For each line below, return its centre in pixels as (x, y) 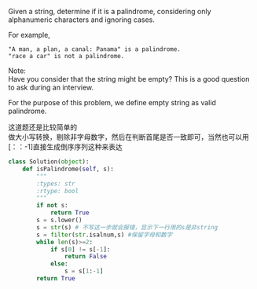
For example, (29, 35)
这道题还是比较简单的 (42, 127)
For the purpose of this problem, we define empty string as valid (112, 102)
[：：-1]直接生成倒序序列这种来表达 (66, 147)
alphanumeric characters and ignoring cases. (81, 20)
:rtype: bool (58, 191)
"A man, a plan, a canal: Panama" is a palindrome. (94, 49)
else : (59, 264)
